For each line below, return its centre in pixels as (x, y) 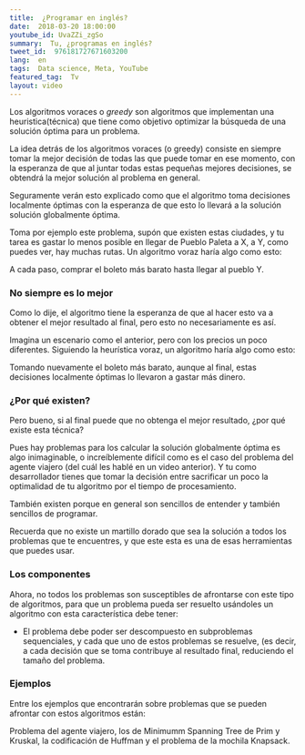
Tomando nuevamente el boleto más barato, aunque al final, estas (133, 367)
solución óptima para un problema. (75, 131)
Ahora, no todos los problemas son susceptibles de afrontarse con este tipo (152, 594)
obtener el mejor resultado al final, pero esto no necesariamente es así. (143, 322)
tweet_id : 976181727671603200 (69, 52)
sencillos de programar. (54, 514)
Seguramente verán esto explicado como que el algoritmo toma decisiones (150, 195)
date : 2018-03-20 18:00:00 (63, 26)
